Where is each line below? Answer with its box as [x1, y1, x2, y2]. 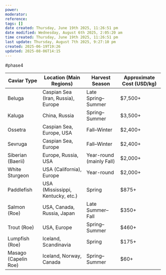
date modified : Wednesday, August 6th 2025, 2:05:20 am [5, 30, 123, 35]
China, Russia [42, 112, 74, 119]
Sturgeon [7, 172, 29, 179]
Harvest [91, 74, 111, 81]
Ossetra [7, 126, 26, 133]
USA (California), [42, 166, 82, 173]
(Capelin [7, 255, 28, 262]
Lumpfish [7, 235, 30, 242]
